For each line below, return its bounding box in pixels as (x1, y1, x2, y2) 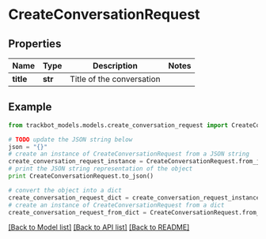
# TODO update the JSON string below (8, 136, 133, 144)
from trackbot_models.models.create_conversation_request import (8, 121, 228, 129)
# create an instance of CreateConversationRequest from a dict (8, 201, 225, 209)
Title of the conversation (70, 73, 161, 84)
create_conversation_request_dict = (8, 193, 129, 202)
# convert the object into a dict (8, 186, 123, 194)
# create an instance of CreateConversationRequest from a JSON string (8, 150, 249, 159)
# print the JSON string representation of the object (8, 165, 193, 173)
